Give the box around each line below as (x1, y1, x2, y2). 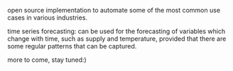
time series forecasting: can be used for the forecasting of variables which (7, 27, 226, 35)
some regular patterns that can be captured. (7, 42, 137, 50)
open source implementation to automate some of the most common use (7, 6, 221, 14)
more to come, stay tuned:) (7, 56, 87, 64)
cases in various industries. (7, 13, 87, 22)
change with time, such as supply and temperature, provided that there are (7, 34, 227, 43)
